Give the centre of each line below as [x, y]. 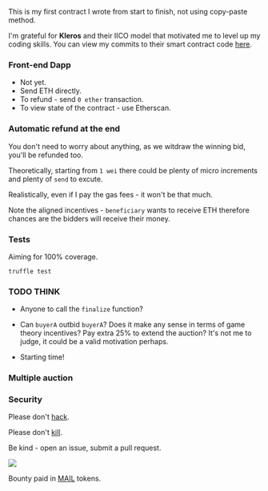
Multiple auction [41, 378]
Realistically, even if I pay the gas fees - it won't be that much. [111, 194]
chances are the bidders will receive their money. [89, 218]
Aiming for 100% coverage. [53, 257]
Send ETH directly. [51, 91]
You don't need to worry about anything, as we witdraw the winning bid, [127, 146]
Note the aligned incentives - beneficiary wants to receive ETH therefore [129, 210]
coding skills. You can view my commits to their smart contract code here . [130, 44]
